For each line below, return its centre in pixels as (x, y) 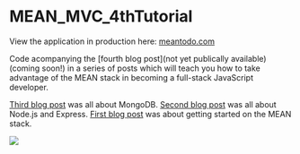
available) (248, 58)
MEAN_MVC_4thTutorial (101, 17)
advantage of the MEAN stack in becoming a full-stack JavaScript (132, 77)
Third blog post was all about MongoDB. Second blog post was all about (143, 104)
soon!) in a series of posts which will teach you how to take (151, 68)
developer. (29, 87)
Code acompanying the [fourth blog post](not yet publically (119, 58)
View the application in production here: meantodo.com (112, 41)
